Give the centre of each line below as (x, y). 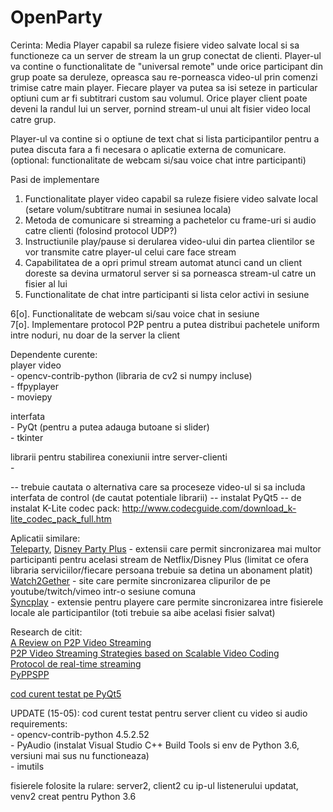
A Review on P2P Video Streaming (81, 642)
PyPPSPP (30, 674)
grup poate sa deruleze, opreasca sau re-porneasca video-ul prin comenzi (164, 77)
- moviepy (31, 397)
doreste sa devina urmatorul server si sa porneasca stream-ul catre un (170, 273)
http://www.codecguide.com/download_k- (209, 508)
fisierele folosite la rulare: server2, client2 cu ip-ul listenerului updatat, (154, 785)
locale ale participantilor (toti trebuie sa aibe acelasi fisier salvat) (143, 612)
